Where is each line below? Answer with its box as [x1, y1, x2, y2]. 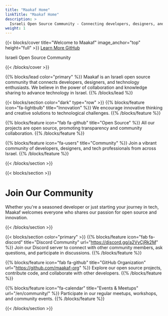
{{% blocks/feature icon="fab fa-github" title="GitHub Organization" [5, 260, 146, 266]
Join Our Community [5, 188, 93, 199]
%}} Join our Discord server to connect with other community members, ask [5, 245, 163, 251]
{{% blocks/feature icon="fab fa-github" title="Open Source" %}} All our [5, 120, 155, 126]
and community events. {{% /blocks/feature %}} [5, 296, 105, 302]
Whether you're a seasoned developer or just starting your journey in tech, [5, 204, 159, 210]
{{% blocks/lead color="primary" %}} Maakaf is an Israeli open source [5, 74, 150, 80]
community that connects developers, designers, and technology [5, 79, 139, 85]
